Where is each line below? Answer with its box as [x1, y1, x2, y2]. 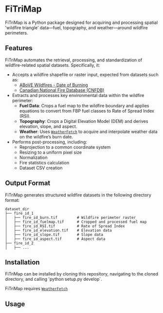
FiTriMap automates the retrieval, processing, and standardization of [5, 57, 143, 63]
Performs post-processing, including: [12, 139, 88, 145]
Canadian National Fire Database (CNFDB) [19, 87, 105, 93]
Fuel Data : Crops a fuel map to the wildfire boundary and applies [19, 102, 149, 108]
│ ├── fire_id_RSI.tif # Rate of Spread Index [5, 223, 125, 229]
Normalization [19, 155, 48, 160]
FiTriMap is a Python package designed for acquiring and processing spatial [5, 20, 158, 25]
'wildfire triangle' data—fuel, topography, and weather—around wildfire [5, 24, 148, 30]
